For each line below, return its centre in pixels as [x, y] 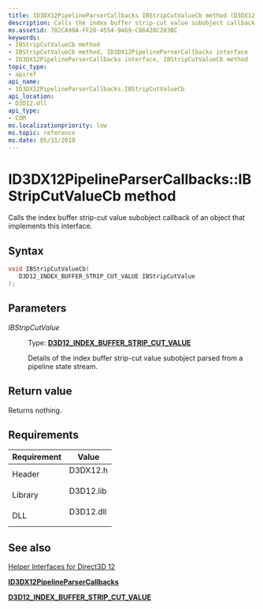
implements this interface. [50, 226]
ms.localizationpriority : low [58, 125]
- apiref [22, 74]
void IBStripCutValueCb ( [49, 269]
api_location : [31, 96]
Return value [40, 391]
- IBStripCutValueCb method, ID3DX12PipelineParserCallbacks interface [128, 52]
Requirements [43, 435]
